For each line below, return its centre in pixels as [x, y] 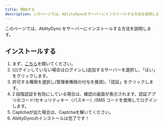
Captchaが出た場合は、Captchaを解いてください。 [63, 112]
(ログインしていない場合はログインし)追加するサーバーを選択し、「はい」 [85, 70]
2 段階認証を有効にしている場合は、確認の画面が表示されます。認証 [80, 94]
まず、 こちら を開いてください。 [44, 64]
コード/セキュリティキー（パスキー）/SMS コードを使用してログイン [89, 100]
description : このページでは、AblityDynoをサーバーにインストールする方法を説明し [81, 14]
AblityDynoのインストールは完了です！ [51, 118]
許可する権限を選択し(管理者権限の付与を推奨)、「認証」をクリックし [81, 82]
